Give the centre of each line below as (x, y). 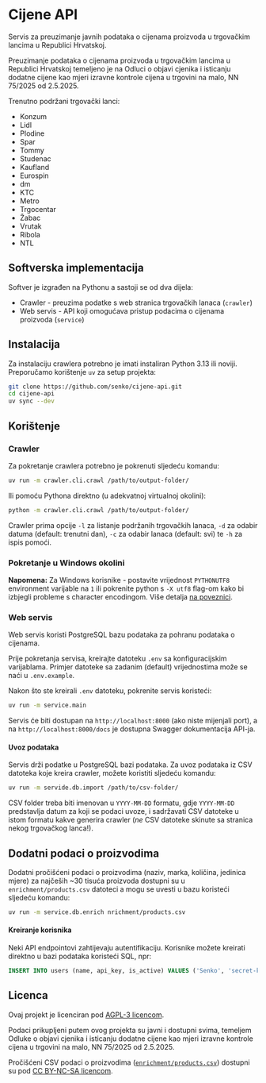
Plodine (32, 133)
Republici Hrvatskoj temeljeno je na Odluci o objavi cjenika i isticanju (120, 68)
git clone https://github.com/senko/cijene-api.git (95, 387)
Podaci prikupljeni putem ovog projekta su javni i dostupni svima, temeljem (130, 1030)
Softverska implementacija (76, 268)
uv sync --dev (32, 401)
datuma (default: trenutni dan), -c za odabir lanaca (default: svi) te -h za (125, 534)
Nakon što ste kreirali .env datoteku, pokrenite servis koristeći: (110, 691)
